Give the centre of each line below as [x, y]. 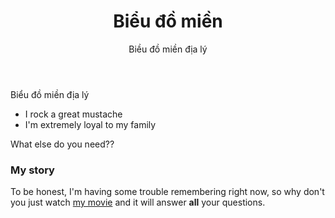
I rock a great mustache [73, 114]
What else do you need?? [62, 144]
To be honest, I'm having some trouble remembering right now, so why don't [167, 192]
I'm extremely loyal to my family [90, 124]
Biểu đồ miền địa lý [50, 94]
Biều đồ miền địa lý [168, 49]
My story [32, 170]
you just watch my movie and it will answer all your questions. [138, 202]
